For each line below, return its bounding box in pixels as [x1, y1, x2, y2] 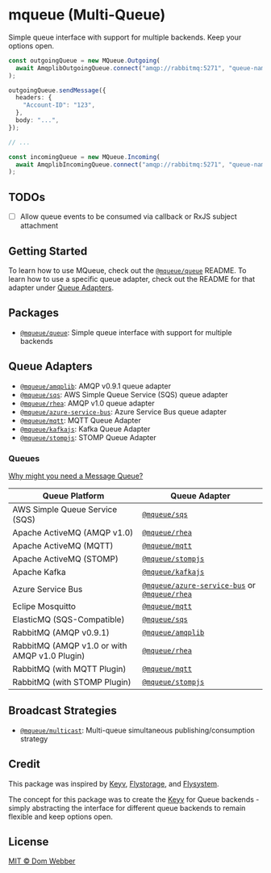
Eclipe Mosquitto [12, 600, 77, 611]
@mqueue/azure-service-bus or [142, 579, 256, 590]
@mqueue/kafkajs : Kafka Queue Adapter [19, 424, 151, 434]
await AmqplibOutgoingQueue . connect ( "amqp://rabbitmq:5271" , [15, 64, 226, 72]
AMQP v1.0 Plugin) [12, 650, 85, 661]
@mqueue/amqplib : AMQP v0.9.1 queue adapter [19, 381, 172, 391]
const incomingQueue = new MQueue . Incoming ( [8, 153, 161, 161]
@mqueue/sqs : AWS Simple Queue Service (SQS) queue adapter [19, 389, 228, 399]
